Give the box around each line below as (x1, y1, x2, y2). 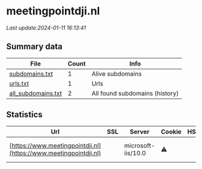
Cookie (161, 128, 182, 136)
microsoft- (124, 141, 155, 150)
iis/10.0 (124, 149, 146, 157)
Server (129, 128, 150, 136)
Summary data (6, 41, 63, 52)
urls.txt (9, 79, 29, 88)
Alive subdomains (91, 69, 142, 78)
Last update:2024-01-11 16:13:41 (6, 24, 86, 31)
